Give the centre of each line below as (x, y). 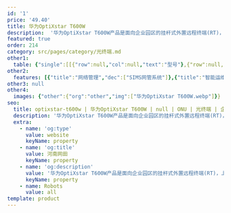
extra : (23, 122)
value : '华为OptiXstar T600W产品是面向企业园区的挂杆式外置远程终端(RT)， (123, 173)
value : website (47, 135)
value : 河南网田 (46, 154)
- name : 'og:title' (47, 148)
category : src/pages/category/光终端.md (64, 52)
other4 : (18, 90)
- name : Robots (41, 186)
